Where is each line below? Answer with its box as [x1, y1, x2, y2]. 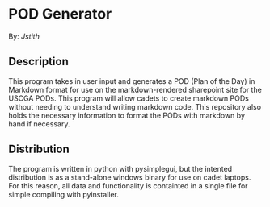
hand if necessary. [8, 118, 70, 129]
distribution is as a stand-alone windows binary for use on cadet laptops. [8, 172, 251, 182]
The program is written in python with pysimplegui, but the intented [8, 164, 233, 173]
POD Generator [8, 5, 112, 23]
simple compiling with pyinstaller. [8, 189, 120, 199]
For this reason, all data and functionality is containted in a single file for [8, 180, 248, 190]
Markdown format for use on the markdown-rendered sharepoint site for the [8, 85, 263, 94]
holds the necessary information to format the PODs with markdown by [8, 110, 245, 120]
